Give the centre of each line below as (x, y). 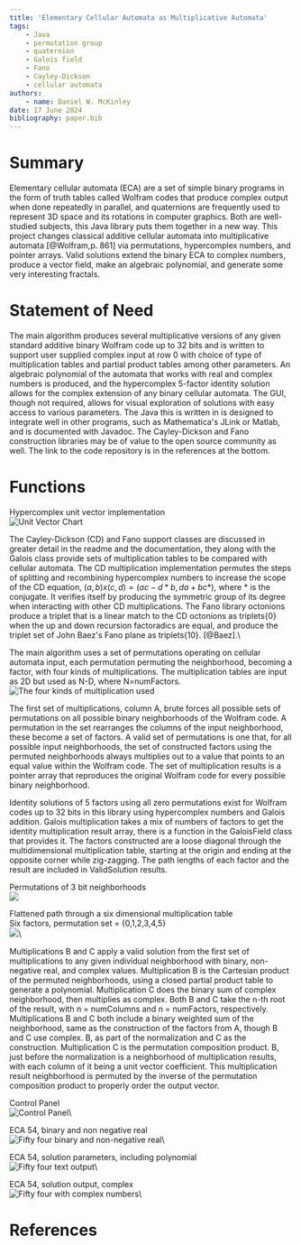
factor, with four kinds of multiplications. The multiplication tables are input (148, 671)
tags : (19, 26)
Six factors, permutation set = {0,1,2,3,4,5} (88, 923)
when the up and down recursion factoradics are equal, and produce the (144, 625)
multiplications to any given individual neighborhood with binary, (129, 961)
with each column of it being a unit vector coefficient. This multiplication (143, 1066)
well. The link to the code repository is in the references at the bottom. (140, 451)
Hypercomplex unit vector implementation (87, 512)
